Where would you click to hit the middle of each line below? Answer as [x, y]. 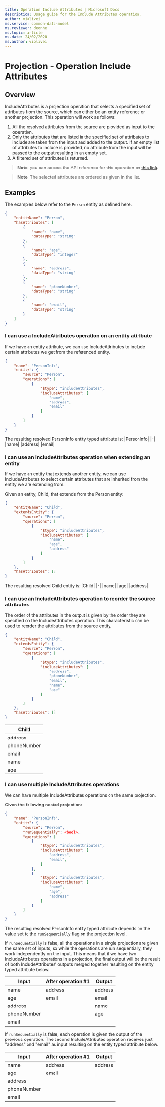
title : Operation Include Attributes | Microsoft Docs [62, 10]
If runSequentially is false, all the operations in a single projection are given [82, 943]
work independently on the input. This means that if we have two [71, 954]
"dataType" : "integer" [55, 255]
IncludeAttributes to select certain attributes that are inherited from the [77, 479]
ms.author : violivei [26, 42]
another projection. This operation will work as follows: [61, 117]
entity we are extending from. [35, 485]
